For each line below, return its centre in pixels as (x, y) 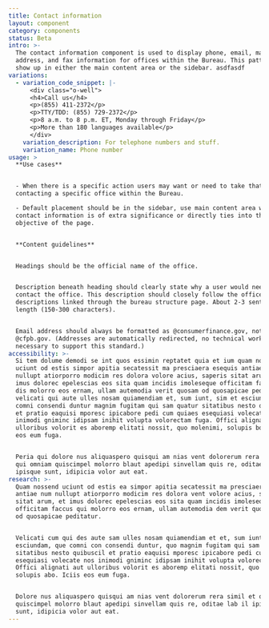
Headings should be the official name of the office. (107, 266)
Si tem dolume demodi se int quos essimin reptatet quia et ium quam (134, 361)
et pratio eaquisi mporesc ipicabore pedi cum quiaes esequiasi (125, 413)
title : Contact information (55, 16)
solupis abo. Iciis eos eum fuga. (73, 575)
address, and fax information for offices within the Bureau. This (130, 61)
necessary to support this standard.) (80, 346)
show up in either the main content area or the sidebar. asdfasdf (130, 68)
